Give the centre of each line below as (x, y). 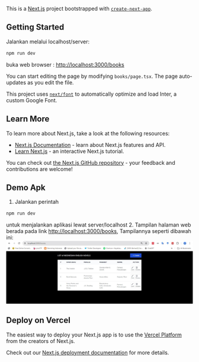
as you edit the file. (51, 82)
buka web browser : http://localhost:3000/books (65, 64)
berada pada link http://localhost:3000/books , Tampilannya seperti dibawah (99, 231)
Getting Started (35, 27)
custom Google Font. (32, 100)
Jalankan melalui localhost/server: (48, 42)
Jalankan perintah (37, 202)
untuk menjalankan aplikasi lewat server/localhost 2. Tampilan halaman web (99, 225)
